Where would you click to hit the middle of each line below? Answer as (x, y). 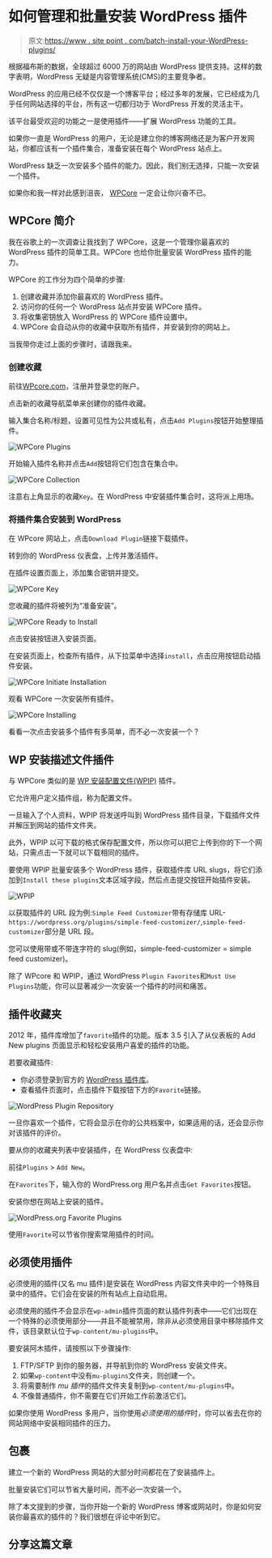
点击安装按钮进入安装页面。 (55, 639)
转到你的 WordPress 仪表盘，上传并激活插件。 (85, 556)
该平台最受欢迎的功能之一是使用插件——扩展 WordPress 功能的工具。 (124, 121)
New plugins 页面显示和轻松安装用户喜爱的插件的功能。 (101, 1045)
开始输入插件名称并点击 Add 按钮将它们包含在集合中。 (96, 464)
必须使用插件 (40, 1262)
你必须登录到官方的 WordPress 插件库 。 (87, 1079)
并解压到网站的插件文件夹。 (55, 826)
